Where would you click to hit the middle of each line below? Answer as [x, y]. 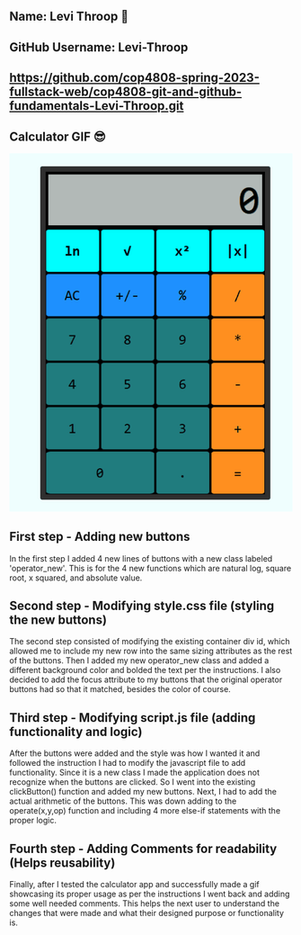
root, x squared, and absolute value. [76, 578]
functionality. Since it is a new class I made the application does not [135, 773]
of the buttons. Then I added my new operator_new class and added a [139, 661]
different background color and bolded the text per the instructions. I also [145, 670]
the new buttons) [58, 620]
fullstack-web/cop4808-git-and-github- [126, 92]
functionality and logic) [76, 731]
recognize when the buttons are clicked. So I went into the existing [133, 782]
